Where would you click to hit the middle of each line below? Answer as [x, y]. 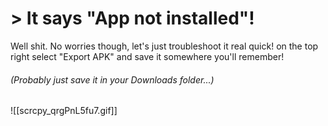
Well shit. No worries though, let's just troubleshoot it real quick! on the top [164, 46]
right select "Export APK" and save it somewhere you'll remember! [147, 56]
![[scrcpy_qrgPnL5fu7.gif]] [64, 111]
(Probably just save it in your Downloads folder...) [112, 79]
